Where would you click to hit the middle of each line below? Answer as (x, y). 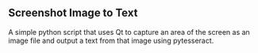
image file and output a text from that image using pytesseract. (111, 40)
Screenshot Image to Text (73, 13)
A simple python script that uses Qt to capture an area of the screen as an (129, 32)
